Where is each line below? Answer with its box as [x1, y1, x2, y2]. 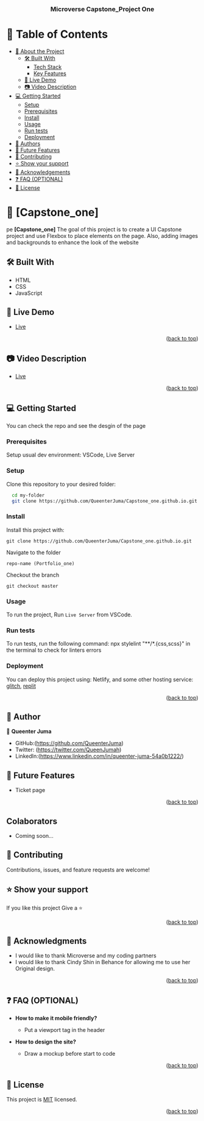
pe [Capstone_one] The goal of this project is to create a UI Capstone [6, 225, 182, 233]
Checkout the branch [6, 571, 60, 579]
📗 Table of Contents [6, 27, 108, 41]
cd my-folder [12, 492, 45, 499]
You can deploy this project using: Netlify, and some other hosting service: [6, 676, 194, 683]
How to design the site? [15, 1038, 76, 1045]
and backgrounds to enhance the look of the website [6, 239, 139, 246]
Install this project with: [6, 526, 65, 533]
